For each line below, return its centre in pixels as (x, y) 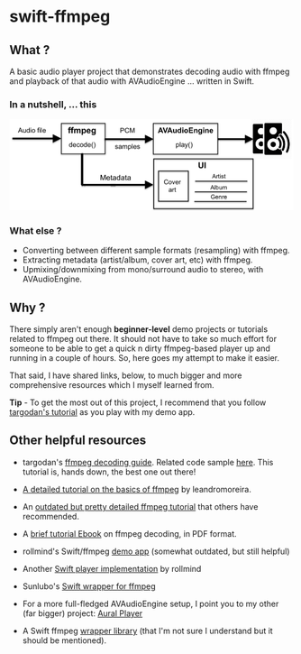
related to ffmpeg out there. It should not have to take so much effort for (143, 339)
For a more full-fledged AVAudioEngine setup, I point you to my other (150, 603)
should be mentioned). (64, 640)
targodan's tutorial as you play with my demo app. (102, 412)
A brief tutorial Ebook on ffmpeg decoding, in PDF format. (129, 533)
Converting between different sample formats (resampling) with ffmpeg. (156, 251)
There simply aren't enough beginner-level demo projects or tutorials (139, 329)
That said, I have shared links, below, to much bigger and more (126, 375)
